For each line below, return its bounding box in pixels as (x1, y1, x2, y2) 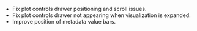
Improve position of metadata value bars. (12, 18, 116, 25)
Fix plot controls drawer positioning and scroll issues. (12, 5, 147, 12)
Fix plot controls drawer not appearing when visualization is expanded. (12, 12, 191, 19)
